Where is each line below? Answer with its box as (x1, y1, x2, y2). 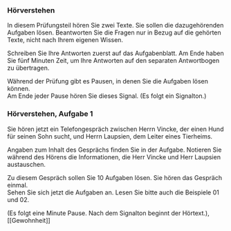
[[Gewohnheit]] (7, 216, 50, 224)
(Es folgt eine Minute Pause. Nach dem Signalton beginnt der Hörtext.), (7, 209, 210, 217)
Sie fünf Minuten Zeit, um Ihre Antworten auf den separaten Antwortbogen (7, 57, 220, 65)
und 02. (7, 195, 30, 203)
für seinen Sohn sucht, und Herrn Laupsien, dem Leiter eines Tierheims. (7, 132, 213, 140)
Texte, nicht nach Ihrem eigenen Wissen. (7, 36, 123, 44)
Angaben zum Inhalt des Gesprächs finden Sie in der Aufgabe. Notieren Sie (7, 145, 222, 154)
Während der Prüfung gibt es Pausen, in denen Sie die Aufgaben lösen (7, 77, 209, 86)
